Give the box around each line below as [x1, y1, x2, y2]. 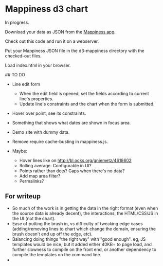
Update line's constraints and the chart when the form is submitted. [19, 101, 155, 106]
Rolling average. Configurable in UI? [19, 162, 91, 168]
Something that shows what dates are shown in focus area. [12, 120, 131, 125]
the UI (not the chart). [12, 215, 56, 221]
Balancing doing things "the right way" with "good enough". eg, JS [12, 236, 146, 242]
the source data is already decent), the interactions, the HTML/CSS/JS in [12, 210, 158, 216]
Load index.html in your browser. [5, 62, 71, 68]
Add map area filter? [19, 173, 61, 178]
